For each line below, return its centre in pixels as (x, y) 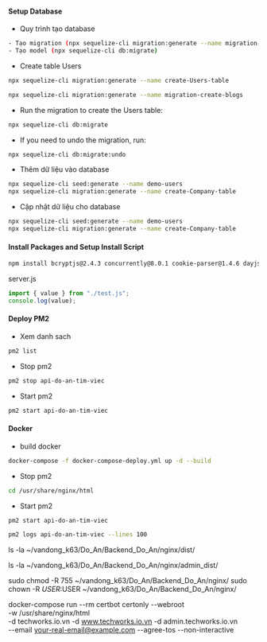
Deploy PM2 (29, 319)
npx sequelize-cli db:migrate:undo (67, 154)
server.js (23, 279)
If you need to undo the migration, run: (83, 140)
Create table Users (50, 66)
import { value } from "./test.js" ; (69, 294)
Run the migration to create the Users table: (91, 110)
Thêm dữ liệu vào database (64, 169)
